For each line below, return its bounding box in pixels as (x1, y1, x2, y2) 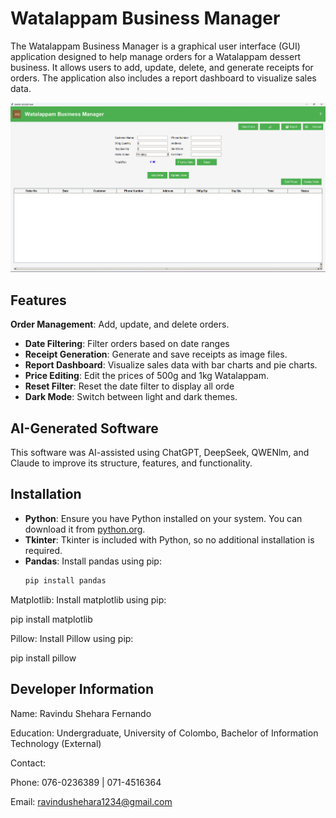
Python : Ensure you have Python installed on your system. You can (24, 512, 303, 524)
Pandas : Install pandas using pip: (24, 555, 162, 567)
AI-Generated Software (10, 420, 159, 437)
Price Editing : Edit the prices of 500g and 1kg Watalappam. (24, 370, 270, 382)
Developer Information (10, 681, 155, 698)
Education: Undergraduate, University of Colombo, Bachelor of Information (10, 727, 319, 739)
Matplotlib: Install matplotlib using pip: (10, 593, 167, 606)
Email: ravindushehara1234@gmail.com (10, 795, 173, 807)
